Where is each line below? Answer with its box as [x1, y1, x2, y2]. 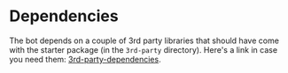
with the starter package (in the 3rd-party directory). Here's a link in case [9, 44, 277, 55]
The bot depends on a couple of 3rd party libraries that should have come [9, 35, 279, 46]
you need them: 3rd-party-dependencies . [9, 54, 161, 64]
